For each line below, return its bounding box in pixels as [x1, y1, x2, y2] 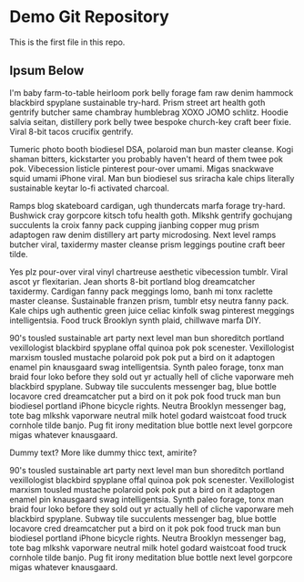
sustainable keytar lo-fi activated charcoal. [9, 182, 170, 193]
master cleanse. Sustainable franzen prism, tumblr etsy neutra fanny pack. [9, 295, 289, 307]
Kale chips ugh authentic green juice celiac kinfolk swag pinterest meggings [9, 305, 295, 316]
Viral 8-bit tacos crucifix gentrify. [9, 126, 134, 137]
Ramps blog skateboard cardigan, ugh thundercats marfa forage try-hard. [9, 200, 286, 211]
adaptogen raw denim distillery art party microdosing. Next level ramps [9, 229, 277, 240]
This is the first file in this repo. [9, 36, 126, 47]
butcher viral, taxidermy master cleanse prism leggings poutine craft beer [9, 239, 286, 250]
